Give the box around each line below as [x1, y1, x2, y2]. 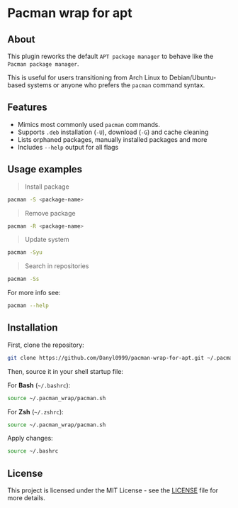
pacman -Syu [7, 249, 42, 256]
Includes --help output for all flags [17, 143, 119, 151]
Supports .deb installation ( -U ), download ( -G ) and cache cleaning [17, 128, 209, 136]
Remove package [24, 209, 76, 217]
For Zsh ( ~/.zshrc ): [7, 407, 64, 416]
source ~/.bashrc [7, 448, 59, 455]
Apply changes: [7, 434, 53, 443]
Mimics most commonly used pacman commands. [17, 120, 161, 128]
